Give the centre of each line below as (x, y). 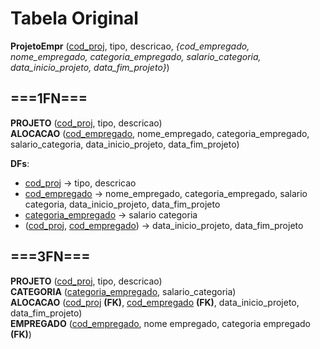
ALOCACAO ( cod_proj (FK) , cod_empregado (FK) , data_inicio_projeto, (155, 302)
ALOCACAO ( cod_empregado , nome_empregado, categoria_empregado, (160, 133)
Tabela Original (74, 18)
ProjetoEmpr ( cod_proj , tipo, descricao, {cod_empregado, (130, 46)
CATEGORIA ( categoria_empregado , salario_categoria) (123, 291)
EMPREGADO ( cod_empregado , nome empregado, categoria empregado (160, 323)
